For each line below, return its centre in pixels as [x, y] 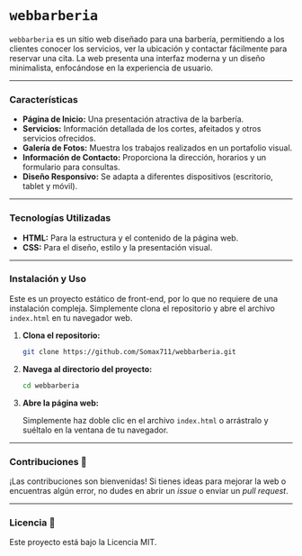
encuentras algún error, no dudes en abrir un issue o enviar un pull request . [149, 490]
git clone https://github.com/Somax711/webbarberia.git [129, 351]
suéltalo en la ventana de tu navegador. [95, 430]
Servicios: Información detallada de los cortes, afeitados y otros [142, 129]
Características [44, 99]
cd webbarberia [51, 386]
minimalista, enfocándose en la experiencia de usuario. [111, 68]
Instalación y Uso [48, 279]
